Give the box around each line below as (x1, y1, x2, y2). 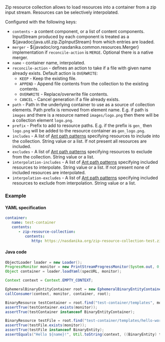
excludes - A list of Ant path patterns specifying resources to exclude (12, 149, 152, 155)
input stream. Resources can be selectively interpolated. (5, 9, 119, 15)
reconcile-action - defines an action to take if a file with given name (12, 65, 151, 71)
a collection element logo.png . (12, 118, 74, 123)
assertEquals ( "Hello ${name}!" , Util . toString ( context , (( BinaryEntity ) (5, 332, 157, 337)
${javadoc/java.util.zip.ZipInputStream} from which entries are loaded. (12, 39, 155, 45)
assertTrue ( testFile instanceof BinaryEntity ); (5, 327, 105, 333)
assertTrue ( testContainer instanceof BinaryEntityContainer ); (5, 310, 135, 314)
